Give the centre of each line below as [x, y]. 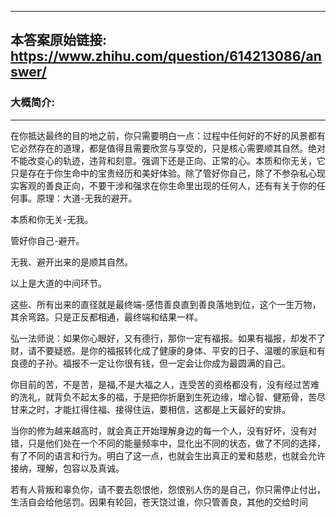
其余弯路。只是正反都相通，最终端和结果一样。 [106, 317]
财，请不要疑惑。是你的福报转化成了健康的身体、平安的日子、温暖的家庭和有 [168, 350]
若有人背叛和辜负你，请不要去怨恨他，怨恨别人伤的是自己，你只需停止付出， [168, 489]
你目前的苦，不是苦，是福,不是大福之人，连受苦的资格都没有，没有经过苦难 [165, 384]
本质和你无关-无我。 [52, 219]
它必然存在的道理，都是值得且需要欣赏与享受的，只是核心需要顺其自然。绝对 [168, 148]
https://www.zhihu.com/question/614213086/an [166, 56]
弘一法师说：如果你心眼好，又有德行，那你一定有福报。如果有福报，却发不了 [168, 338]
